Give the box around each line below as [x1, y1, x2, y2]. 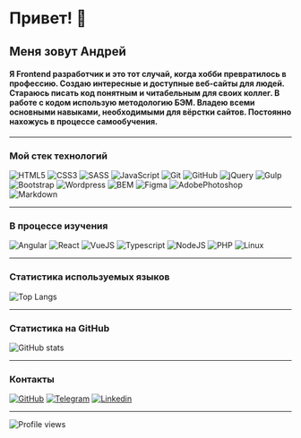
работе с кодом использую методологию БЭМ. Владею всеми [9, 98, 255, 108]
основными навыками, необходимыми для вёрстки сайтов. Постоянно [9, 107, 292, 117]
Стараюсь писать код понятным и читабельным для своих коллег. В [9, 88, 280, 99]
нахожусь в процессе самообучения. [9, 116, 159, 127]
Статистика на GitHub [9, 322, 110, 334]
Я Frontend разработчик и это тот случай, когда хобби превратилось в [9, 69, 287, 80]
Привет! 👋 [9, 8, 87, 29]
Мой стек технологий [9, 150, 107, 162]
